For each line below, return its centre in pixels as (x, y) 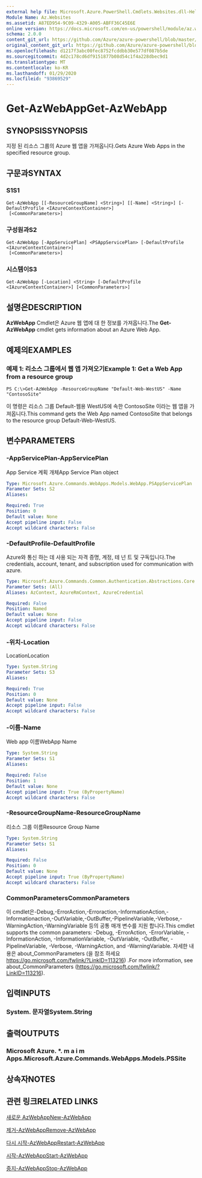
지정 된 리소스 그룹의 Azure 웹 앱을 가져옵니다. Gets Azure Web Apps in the (96, 146)
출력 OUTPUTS (33, 1033)
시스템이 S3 (22, 269)
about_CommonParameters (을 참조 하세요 (69, 954)
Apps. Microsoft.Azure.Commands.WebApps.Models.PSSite (96, 1058)
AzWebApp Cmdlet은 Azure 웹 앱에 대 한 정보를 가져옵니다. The (82, 323)
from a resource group (40, 376)
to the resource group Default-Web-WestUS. (61, 420)
